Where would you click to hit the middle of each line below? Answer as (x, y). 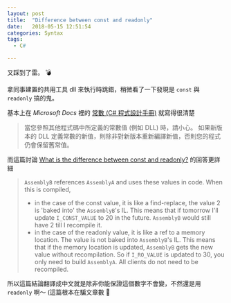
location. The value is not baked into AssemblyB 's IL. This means (125, 240)
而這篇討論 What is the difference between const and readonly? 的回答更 (111, 159)
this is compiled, (47, 189)
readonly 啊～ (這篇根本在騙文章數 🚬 (59, 292)
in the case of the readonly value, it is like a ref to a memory (120, 232)
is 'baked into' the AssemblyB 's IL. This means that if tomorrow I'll (127, 210)
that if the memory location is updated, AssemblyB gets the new (123, 247)
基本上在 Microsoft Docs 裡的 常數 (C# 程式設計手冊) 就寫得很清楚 (101, 113)
